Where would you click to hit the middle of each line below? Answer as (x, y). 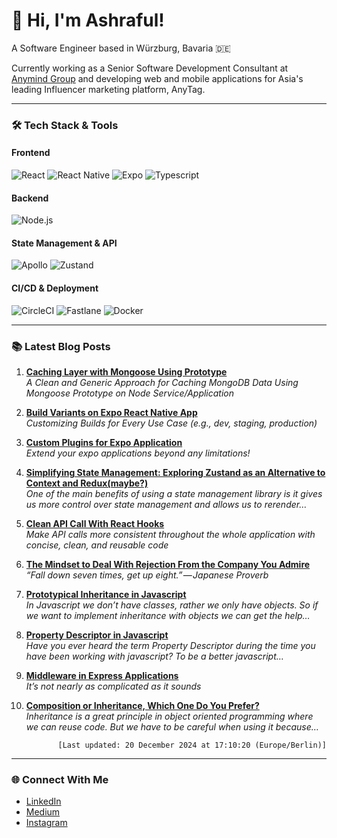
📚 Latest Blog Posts (61, 346)
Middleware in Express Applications (102, 675)
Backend (30, 198)
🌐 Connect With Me (60, 779)
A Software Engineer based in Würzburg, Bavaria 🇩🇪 (121, 48)
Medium (43, 812)
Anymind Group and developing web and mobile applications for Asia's (157, 78)
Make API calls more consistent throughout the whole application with (170, 534)
